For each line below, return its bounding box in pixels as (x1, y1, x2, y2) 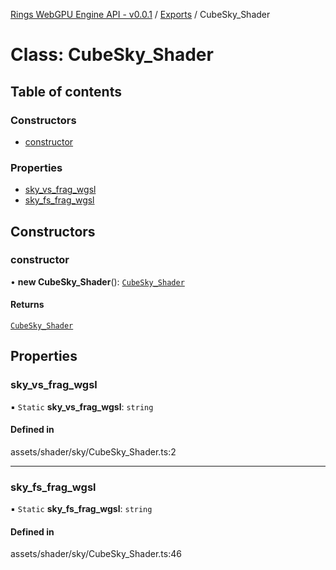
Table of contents (10, 83, 122, 100)
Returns (10, 299, 45, 311)
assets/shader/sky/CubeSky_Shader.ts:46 (10, 548, 182, 560)
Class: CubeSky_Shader (10, 44, 214, 66)
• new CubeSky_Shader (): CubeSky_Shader (10, 275, 185, 288)
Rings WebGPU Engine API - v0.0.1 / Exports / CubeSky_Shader (10, 9, 271, 20)
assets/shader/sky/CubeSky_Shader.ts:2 (10, 445, 177, 458)
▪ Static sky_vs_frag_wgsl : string (10, 400, 154, 413)
